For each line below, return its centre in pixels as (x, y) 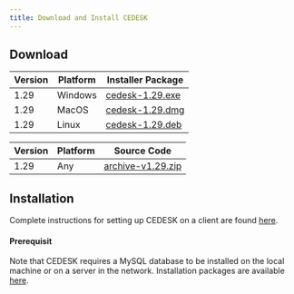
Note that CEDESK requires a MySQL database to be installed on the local (147, 261)
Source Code (143, 151)
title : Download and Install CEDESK (78, 18)
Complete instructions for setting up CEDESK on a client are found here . (144, 220)
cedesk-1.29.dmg (145, 110)
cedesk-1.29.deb (144, 125)
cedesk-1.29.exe (143, 95)
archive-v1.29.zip (143, 166)
